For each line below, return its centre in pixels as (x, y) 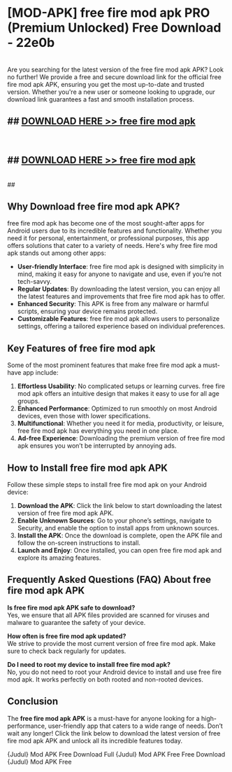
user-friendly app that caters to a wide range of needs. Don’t (136, 726)
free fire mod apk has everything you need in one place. (98, 431)
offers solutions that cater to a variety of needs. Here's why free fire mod (113, 246)
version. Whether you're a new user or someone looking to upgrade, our (111, 92)
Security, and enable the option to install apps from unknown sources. (118, 528)
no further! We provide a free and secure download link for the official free (115, 77)
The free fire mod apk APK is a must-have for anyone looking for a (104, 718)
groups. (29, 401)
